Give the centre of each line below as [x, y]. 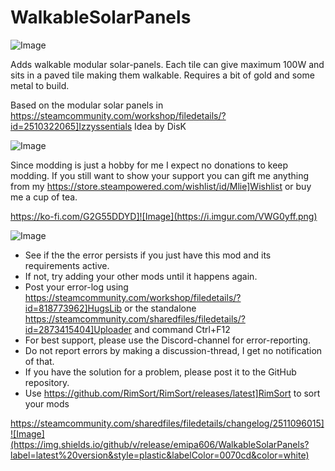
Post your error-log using [76, 287]
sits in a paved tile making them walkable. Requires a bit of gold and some [162, 75]
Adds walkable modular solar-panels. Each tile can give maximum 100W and [167, 64]
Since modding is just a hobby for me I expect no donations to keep [149, 165]
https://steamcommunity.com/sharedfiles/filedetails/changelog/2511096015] [167, 423]
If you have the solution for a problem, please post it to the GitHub [160, 372]
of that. [39, 361]
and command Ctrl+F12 [182, 329]
